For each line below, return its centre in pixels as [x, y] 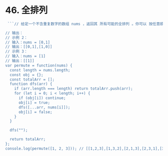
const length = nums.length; [40, 70]
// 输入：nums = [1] [25, 56]
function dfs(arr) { [31, 84]
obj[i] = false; [35, 112]
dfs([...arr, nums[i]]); [44, 107]
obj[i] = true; [34, 102]
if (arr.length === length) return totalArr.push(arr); [74, 89]
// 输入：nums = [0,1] [28, 42]
